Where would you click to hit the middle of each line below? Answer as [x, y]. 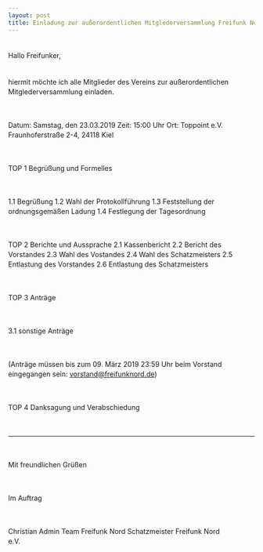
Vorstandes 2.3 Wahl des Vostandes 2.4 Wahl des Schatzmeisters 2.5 [121, 254]
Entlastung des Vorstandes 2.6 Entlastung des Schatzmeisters [108, 264]
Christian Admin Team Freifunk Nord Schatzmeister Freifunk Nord [114, 531]
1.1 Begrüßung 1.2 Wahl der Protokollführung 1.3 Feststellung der [112, 202]
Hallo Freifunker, [34, 55]
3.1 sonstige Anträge [41, 331]
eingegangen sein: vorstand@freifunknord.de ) [83, 374]
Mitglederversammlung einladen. [61, 92]
